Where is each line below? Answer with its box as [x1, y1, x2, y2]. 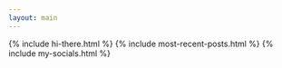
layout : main [8, 13, 58, 23]
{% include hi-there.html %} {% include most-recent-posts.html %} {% [8, 38, 274, 49]
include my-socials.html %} [8, 47, 111, 59]
